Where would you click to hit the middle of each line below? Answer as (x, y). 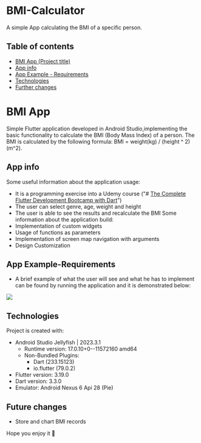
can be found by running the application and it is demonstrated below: (103, 285)
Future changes (37, 407)
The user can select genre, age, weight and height (78, 206)
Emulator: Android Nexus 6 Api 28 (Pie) (64, 388)
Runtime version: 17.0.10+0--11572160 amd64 (80, 349)
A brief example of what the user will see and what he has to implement (104, 279)
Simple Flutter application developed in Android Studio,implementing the (97, 128)
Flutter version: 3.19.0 (42, 375)
